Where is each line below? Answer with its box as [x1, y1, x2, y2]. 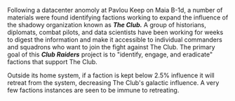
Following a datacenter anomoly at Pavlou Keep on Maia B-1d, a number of [7, 6, 223, 14]
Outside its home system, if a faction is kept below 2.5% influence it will [7, 71, 215, 79]
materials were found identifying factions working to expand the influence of [7, 13, 229, 22]
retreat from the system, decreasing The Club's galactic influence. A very [7, 79, 220, 86]
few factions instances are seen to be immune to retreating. [7, 86, 180, 94]
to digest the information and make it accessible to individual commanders [7, 36, 222, 44]
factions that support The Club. [7, 58, 98, 65]
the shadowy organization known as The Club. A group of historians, [7, 21, 207, 29]
